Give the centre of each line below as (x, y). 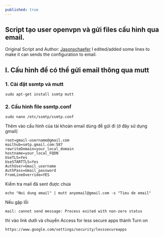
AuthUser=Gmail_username (31, 166)
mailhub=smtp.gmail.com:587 (34, 145)
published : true (22, 10)
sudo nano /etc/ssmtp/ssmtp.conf (40, 117)
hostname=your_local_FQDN (32, 154)
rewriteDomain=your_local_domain (40, 149)
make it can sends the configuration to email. (51, 54)
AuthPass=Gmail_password (31, 171)
